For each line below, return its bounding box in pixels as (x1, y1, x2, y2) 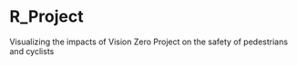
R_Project (9, 6, 84, 27)
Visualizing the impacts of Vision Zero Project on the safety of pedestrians (9, 36, 289, 47)
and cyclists (9, 45, 55, 56)
